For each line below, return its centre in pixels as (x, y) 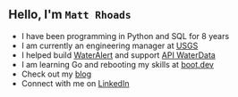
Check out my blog (56, 74)
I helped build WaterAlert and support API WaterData (118, 55)
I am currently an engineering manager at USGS (110, 45)
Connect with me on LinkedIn (75, 83)
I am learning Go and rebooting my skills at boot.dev (117, 64)
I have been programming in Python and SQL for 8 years (125, 36)
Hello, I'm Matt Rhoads (70, 15)
